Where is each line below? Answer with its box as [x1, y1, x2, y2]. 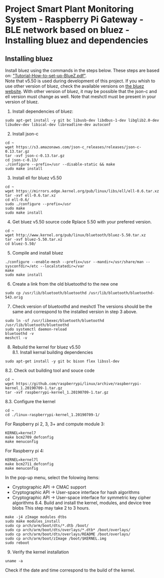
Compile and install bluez [12, 250, 63, 256]
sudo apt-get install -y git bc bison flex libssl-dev [5, 359, 120, 364]
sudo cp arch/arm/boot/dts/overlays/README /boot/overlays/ [5, 532, 131, 537]
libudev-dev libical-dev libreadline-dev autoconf [5, 122, 111, 127]
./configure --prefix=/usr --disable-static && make [5, 162, 115, 167]
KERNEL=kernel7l [5, 457, 38, 462]
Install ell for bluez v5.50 [12, 175, 62, 181]
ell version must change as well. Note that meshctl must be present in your [5, 94, 156, 99]
